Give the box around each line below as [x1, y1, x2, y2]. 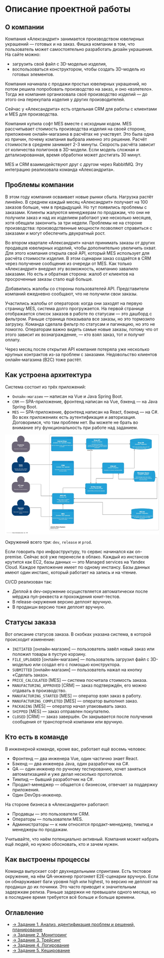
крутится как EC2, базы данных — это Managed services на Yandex [5, 559, 145, 565]
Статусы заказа [5, 618, 56, 626]
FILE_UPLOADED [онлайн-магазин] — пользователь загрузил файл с [12, 656, 150, 662]
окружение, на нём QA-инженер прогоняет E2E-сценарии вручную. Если [5, 873, 159, 880]
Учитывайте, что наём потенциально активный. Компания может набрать [5, 836, 159, 842]
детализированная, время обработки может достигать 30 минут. [5, 152, 142, 158]
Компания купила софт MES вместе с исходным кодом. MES [5, 121, 132, 126]
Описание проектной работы [5, 3, 131, 15]
